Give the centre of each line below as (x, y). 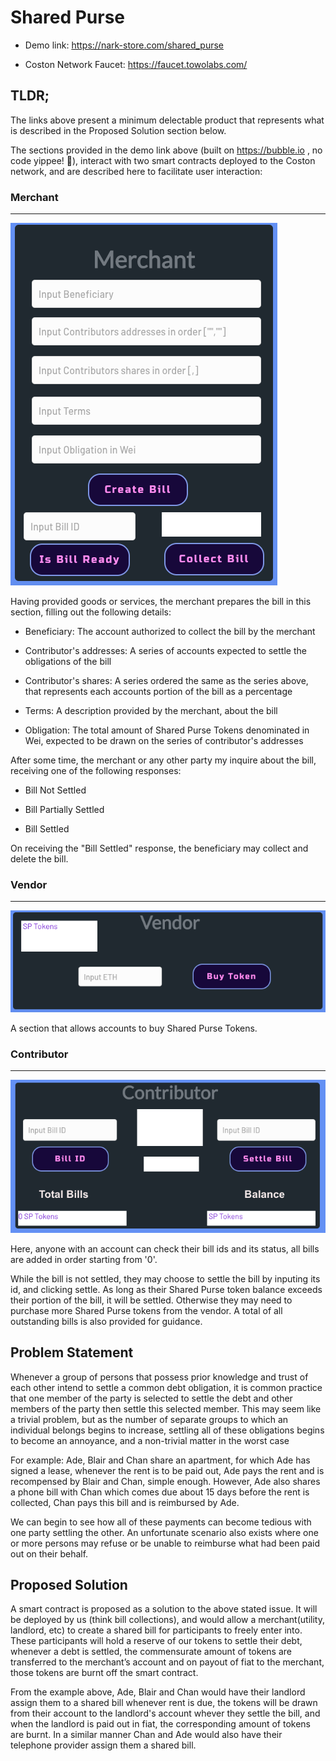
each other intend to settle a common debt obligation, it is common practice (166, 1387)
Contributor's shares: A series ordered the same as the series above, (166, 681)
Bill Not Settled (55, 790)
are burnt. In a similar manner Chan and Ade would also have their (146, 1735)
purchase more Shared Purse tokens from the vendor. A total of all (146, 1310)
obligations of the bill (68, 662)
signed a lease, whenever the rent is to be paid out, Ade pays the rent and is (167, 1470)
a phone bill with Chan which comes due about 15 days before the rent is (160, 1492)
